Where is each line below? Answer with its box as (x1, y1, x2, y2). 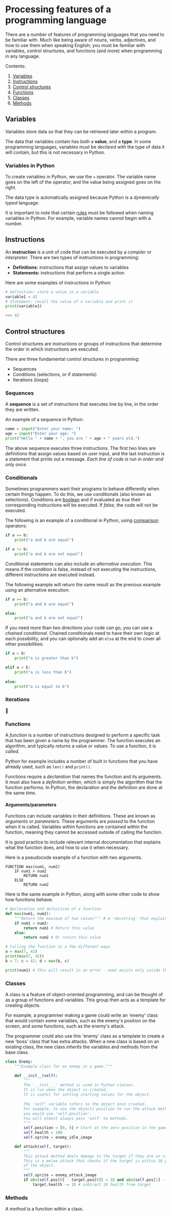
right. (5, 185, 17, 191)
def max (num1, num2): (5, 911, 51, 916)
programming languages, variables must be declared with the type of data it (5, 144, 165, 150)
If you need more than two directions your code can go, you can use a (5, 625, 153, 631)
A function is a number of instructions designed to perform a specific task (5, 732, 160, 738)
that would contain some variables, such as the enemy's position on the (5, 1017, 156, 1023)
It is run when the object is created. (23, 1087, 108, 1092)
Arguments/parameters (5, 801, 57, 808)
